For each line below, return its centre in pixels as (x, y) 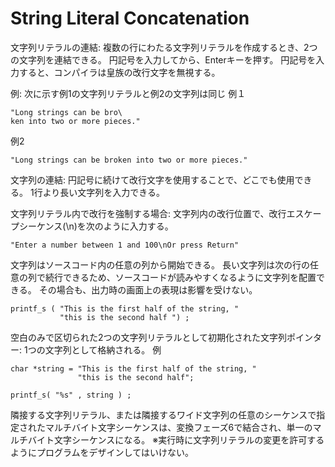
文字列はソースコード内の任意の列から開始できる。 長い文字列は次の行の (160, 264)
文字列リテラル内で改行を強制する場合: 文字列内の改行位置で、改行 (148, 213)
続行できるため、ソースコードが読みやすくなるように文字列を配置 (180, 277)
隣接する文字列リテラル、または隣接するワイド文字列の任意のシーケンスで (163, 414)
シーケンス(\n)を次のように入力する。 (96, 226)
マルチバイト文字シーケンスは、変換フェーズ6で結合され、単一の (178, 427)
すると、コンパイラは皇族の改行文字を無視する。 (119, 72)
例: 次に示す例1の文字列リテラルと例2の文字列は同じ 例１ (128, 93)
